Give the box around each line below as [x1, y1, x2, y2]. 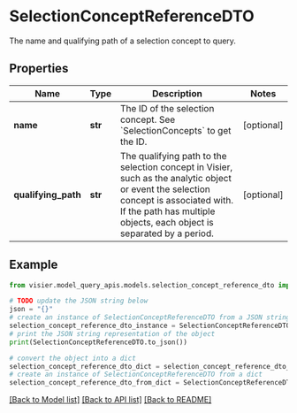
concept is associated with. [119, 194, 234, 206]
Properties [9, 61, 69, 76]
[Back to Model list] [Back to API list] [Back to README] [9, 394, 212, 405]
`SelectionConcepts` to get [119, 124, 232, 136]
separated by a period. [119, 227, 215, 240]
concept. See [119, 113, 176, 126]
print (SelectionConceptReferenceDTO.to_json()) [9, 338, 188, 347]
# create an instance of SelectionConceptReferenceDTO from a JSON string [9, 313, 291, 322]
